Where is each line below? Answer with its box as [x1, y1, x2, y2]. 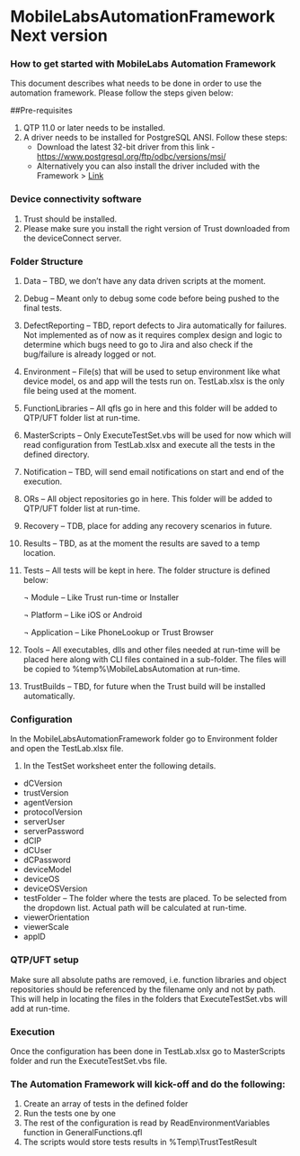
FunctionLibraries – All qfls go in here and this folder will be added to [22, 403, 278, 414]
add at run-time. [10, 1003, 71, 1014]
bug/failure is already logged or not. [22, 349, 156, 360]
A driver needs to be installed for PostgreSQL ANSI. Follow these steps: [22, 132, 288, 143]
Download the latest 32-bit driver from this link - [36, 141, 216, 152]
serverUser [22, 816, 66, 827]
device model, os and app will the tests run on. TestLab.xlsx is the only [22, 376, 286, 387]
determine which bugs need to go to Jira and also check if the [22, 340, 253, 350]
